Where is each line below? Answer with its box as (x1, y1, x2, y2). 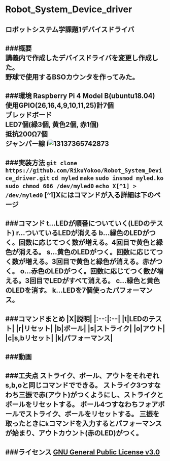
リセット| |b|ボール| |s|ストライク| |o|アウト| (23, 324, 165, 332)
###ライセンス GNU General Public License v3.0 (5, 448, 160, 456)
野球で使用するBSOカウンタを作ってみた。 (5, 72, 139, 81)
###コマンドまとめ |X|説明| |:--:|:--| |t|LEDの (5, 315, 149, 323)
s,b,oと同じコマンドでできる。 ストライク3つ (5, 381, 148, 390)
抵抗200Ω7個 (5, 130, 48, 139)
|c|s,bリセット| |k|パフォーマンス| (5, 334, 113, 342)
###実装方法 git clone (5, 158, 78, 167)
